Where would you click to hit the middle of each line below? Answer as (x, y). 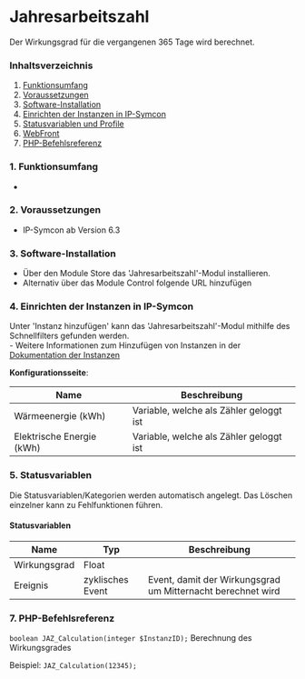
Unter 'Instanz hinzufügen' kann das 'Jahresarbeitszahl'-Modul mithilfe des (150, 326)
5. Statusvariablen (51, 475)
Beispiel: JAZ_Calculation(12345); (74, 665)
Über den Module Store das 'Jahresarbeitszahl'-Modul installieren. (146, 274)
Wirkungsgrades (40, 648)
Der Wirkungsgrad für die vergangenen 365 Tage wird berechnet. (133, 42)
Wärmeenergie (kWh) (60, 416)
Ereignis (31, 585)
